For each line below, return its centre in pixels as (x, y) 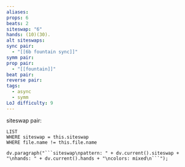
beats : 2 (17, 23)
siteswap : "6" (25, 29)
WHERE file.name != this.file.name (52, 142)
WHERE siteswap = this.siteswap (47, 137)
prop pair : (20, 63)
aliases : (17, 12)
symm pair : (20, 58)
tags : (13, 86)
